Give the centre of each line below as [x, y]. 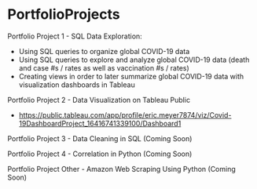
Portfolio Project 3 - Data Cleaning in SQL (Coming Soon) [100, 138]
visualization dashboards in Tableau [77, 85]
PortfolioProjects [64, 15]
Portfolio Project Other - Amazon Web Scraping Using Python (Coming [122, 169]
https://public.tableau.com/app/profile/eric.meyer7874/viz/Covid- [125, 114]
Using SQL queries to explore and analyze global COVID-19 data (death [134, 60]
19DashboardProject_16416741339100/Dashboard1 [100, 123]
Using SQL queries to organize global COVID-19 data [104, 51]
